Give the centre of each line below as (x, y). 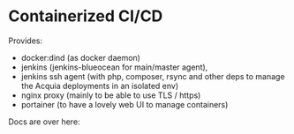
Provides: (26, 41)
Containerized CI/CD (86, 16)
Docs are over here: (44, 122)
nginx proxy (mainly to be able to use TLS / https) (111, 95)
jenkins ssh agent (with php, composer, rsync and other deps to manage (153, 76)
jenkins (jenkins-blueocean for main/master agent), (114, 67)
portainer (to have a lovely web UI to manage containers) (124, 104)
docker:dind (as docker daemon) (80, 57)
